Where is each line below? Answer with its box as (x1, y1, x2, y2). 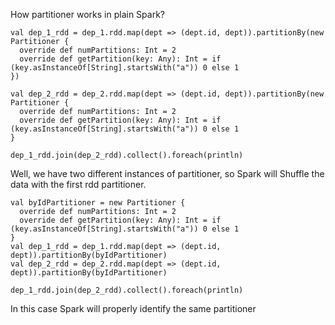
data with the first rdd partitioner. (10, 179, 147, 190)
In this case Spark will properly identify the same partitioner (10, 303, 257, 314)
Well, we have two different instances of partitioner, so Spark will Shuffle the (10, 168, 325, 179)
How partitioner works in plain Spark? (10, 9, 165, 20)
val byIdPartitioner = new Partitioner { (10, 198, 186, 208)
